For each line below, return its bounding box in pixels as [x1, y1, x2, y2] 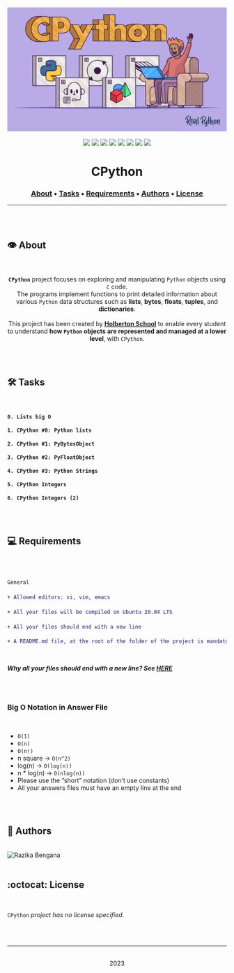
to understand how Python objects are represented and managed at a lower [7, 327, 227, 335]
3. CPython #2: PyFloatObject [7, 454, 95, 461]
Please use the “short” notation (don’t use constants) [17, 776, 170, 785]
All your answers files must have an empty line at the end [17, 784, 182, 792]
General [7, 579, 30, 586]
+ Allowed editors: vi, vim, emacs [7, 594, 111, 601]
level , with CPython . [89, 334, 145, 342]
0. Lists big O [7, 413, 52, 420]
